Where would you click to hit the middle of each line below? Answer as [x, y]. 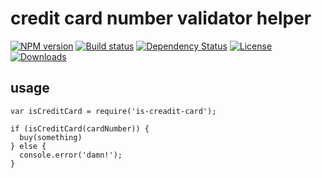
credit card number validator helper [161, 18]
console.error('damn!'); [71, 155]
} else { [28, 146]
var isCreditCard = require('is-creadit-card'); [113, 111]
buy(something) [51, 137]
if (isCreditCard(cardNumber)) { [80, 128]
